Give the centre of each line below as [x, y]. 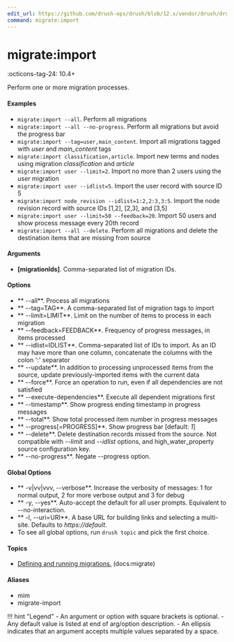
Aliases [18, 580]
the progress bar [41, 134]
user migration [38, 178]
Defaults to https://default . [69, 525]
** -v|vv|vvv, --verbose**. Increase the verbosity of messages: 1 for [115, 488]
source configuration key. [54, 449]
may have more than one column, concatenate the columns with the [115, 352]
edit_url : [22, 14]
